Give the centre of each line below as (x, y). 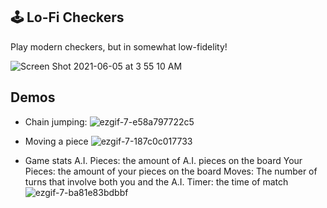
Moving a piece (56, 141)
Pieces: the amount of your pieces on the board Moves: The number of (171, 171)
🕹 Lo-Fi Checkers (67, 17)
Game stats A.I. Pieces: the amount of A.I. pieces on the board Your (163, 160)
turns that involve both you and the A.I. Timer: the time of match (156, 181)
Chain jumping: (56, 121)
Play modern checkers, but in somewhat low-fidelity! (119, 46)
